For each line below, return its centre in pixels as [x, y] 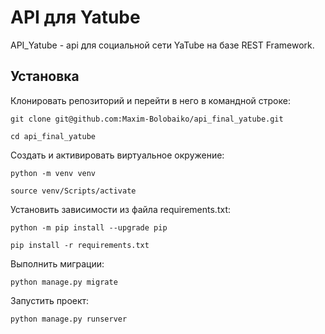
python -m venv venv [53, 173]
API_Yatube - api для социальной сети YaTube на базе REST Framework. [162, 45]
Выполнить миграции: [57, 263]
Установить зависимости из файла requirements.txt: [120, 209]
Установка [45, 76]
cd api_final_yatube [53, 136]
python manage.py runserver [69, 319]
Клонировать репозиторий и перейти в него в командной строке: [150, 100]
